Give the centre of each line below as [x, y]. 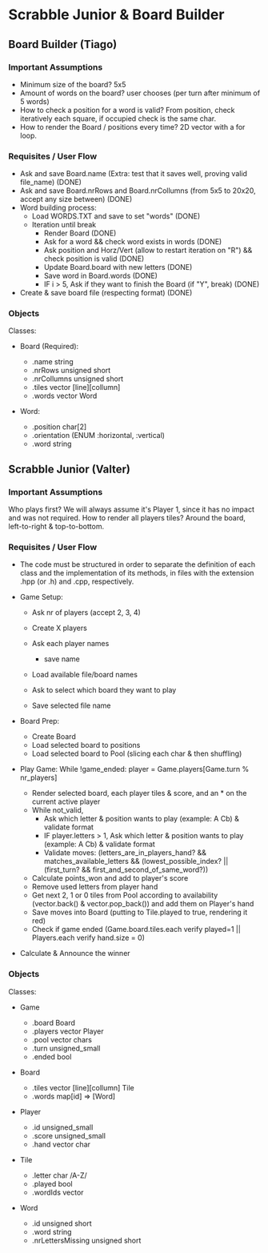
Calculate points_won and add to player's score [110, 878]
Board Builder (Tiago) [63, 44]
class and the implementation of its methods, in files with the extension [137, 573]
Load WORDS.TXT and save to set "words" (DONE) [116, 216]
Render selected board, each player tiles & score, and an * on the [139, 793]
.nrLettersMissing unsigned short [86, 1240]
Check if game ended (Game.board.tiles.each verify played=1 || [136, 930]
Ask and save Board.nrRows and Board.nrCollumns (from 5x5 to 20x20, [138, 191]
